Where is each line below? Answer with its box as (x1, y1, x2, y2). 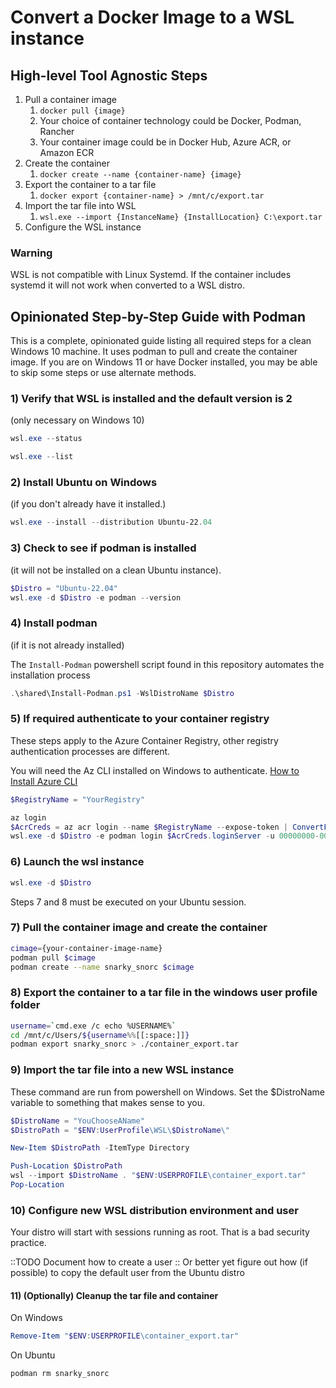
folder (10, 998, 41, 1012)
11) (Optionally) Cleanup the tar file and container (10, 1289, 219, 1301)
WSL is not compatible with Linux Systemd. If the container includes (10, 269, 292, 281)
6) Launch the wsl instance (10, 855, 145, 869)
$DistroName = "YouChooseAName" (10, 1116, 145, 1126)
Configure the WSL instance (24, 221, 142, 233)
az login (10, 812, 47, 823)
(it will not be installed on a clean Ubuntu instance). (10, 564, 222, 576)
